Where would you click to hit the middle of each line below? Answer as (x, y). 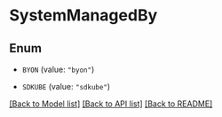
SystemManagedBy (83, 16)
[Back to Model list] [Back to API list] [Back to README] (111, 104)
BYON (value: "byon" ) (58, 69)
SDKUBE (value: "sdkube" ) (66, 86)
